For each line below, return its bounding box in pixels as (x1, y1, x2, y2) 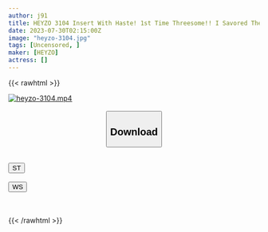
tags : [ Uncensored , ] (8, 41, 81, 49)
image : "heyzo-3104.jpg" (8, 33, 91, 42)
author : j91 (8, 11, 48, 20)
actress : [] (8, 57, 48, 65)
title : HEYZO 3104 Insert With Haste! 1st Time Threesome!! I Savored (8, 19, 248, 27)
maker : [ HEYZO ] (8, 49, 59, 57)
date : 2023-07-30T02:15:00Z (8, 26, 102, 34)
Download (110, 125, 158, 138)
